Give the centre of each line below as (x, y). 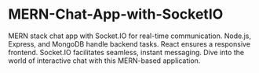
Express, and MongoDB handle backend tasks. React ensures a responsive (129, 43)
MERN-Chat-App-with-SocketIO (116, 14)
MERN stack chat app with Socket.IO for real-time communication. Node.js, (129, 36)
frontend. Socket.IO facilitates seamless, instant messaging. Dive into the (126, 52)
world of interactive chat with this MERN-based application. (104, 61)
